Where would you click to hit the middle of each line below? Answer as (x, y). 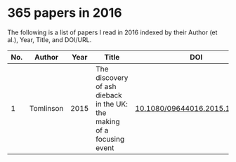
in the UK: (112, 104)
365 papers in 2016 (65, 13)
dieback (109, 95)
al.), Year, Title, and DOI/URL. (50, 39)
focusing (110, 139)
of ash (106, 86)
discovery (112, 77)
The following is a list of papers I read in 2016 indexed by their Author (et (112, 32)
